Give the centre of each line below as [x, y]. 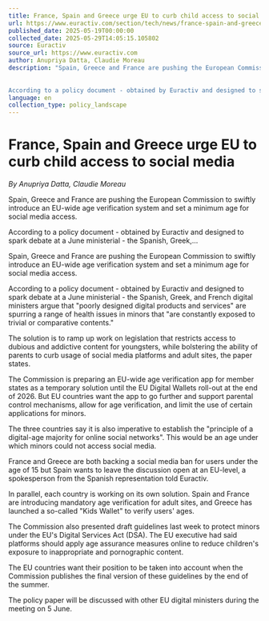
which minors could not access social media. [82, 446]
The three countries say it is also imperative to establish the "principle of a [131, 429]
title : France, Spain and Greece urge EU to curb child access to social [134, 16]
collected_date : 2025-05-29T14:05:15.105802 [84, 38]
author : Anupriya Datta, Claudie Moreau [77, 61]
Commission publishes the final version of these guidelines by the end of [128, 576]
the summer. [29, 585]
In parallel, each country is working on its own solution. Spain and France [129, 494]
